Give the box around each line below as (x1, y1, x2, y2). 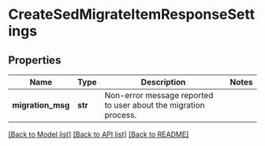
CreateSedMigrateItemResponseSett (8, 5, 255, 24)
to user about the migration (104, 100, 205, 111)
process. (104, 110, 137, 120)
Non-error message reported (104, 90, 214, 100)
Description (140, 77, 186, 87)
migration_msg (12, 100, 70, 111)
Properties (8, 53, 62, 67)
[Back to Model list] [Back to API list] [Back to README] (8, 130, 189, 139)
